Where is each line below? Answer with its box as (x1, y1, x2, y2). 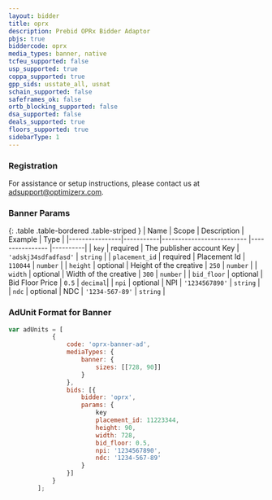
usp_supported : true (8, 65, 79, 73)
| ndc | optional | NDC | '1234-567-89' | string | (8, 287, 166, 296)
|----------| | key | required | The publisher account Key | (50, 243, 240, 253)
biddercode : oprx (8, 42, 67, 50)
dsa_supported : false (8, 111, 82, 119)
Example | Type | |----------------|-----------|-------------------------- (8, 235, 248, 244)
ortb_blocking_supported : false (8, 103, 118, 111)
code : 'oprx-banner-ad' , (66, 340, 151, 349)
